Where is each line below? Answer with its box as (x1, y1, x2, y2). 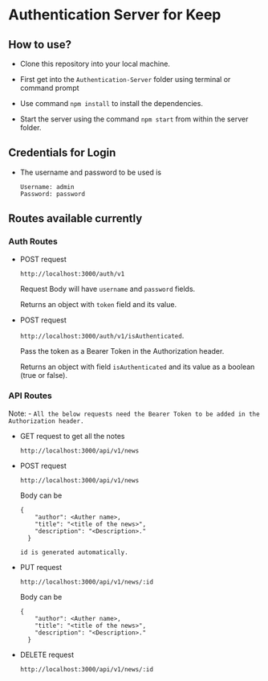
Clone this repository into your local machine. (19, 59, 171, 68)
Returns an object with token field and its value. (19, 299, 177, 309)
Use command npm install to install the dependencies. (19, 99, 203, 108)
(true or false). (19, 370, 68, 379)
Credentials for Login (8, 146, 116, 160)
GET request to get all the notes (19, 431, 125, 441)
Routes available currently (8, 211, 143, 226)
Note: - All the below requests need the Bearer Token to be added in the (8, 408, 260, 418)
